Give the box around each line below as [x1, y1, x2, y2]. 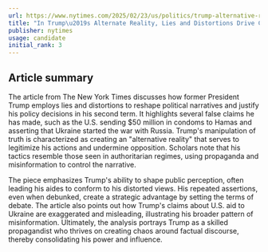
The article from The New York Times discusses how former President [8, 92, 239, 101]
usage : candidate [8, 33, 66, 42]
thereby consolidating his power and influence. [8, 234, 163, 244]
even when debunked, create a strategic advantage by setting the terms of [8, 192, 254, 202]
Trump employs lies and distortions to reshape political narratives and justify [8, 100, 259, 110]
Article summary [8, 71, 94, 85]
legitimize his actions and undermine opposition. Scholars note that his [8, 143, 241, 152]
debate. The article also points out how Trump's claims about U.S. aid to [8, 200, 245, 210]
